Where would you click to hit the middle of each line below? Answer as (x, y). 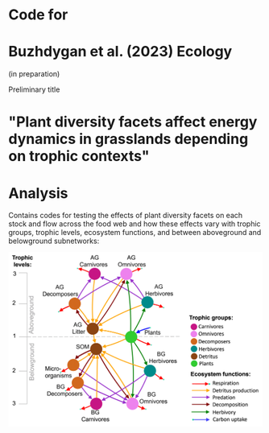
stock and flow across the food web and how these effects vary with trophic (134, 224)
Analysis (38, 193)
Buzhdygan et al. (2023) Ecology (120, 52)
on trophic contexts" (79, 157)
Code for (38, 15)
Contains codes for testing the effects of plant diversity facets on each (126, 216)
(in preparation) (34, 74)
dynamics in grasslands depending (128, 139)
